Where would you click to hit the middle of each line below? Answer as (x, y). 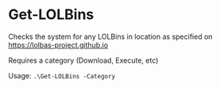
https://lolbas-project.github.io (58, 44)
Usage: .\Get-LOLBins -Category (62, 75)
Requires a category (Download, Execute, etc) (83, 60)
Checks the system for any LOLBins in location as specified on (110, 36)
